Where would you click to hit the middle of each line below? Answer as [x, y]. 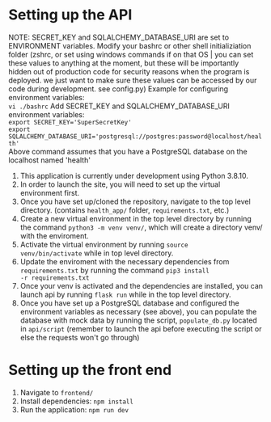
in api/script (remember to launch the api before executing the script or [141, 328]
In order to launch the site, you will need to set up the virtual [120, 184]
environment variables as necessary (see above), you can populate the [138, 311]
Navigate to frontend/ [57, 392]
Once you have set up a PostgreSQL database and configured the [130, 303]
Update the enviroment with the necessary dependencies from [125, 261]
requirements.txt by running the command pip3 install [115, 270]
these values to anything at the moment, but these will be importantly [124, 63]
